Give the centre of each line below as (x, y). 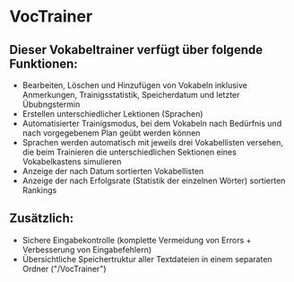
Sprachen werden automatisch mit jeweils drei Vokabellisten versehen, (153, 142)
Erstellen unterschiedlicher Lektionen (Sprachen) (112, 114)
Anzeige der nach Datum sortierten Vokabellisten (113, 171)
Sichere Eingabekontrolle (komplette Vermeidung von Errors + (137, 240)
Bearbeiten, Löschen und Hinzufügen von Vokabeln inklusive (135, 85)
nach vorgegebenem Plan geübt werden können (111, 133)
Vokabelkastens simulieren (72, 162)
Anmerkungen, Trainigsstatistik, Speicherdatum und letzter (131, 95)
